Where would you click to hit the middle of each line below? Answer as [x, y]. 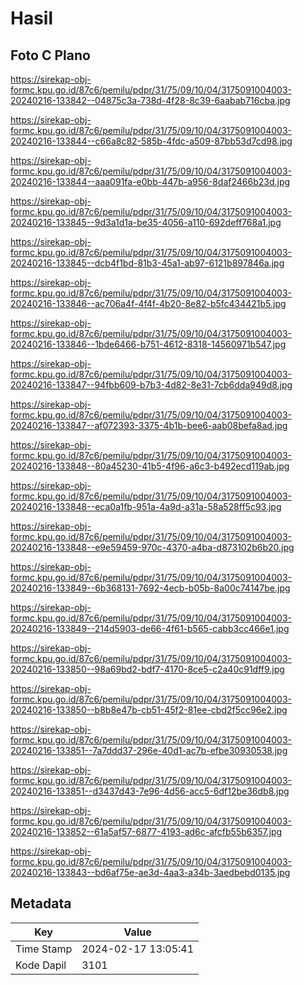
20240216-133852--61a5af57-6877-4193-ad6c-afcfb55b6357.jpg [146, 831]
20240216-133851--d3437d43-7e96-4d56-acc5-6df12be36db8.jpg [150, 791]
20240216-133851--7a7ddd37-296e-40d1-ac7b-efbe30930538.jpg [149, 750]
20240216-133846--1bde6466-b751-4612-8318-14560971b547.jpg [148, 344]
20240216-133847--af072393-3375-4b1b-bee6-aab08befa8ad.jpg [149, 425]
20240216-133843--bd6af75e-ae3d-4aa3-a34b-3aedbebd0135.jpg [150, 872]
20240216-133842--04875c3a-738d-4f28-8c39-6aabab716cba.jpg [150, 100]
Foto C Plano [50, 55]
